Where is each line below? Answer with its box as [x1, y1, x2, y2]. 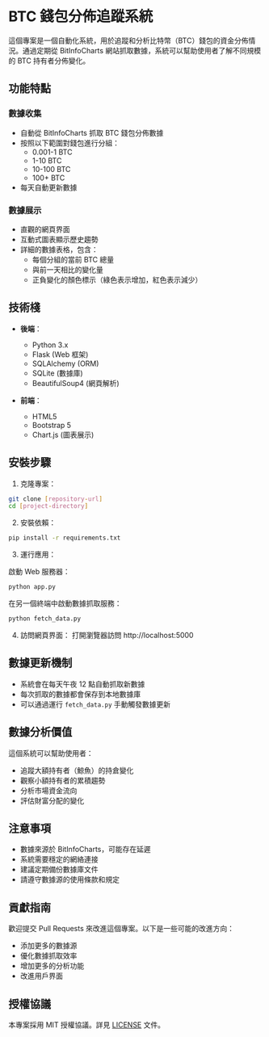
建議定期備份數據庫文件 [19, 865, 99, 875]
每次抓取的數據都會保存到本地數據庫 [19, 689, 141, 699]
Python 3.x [32, 340, 69, 350]
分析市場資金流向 [19, 785, 78, 796]
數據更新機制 [8, 656, 73, 670]
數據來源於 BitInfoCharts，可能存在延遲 [19, 845, 151, 854]
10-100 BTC [32, 164, 71, 174]
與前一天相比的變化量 [32, 264, 103, 275]
